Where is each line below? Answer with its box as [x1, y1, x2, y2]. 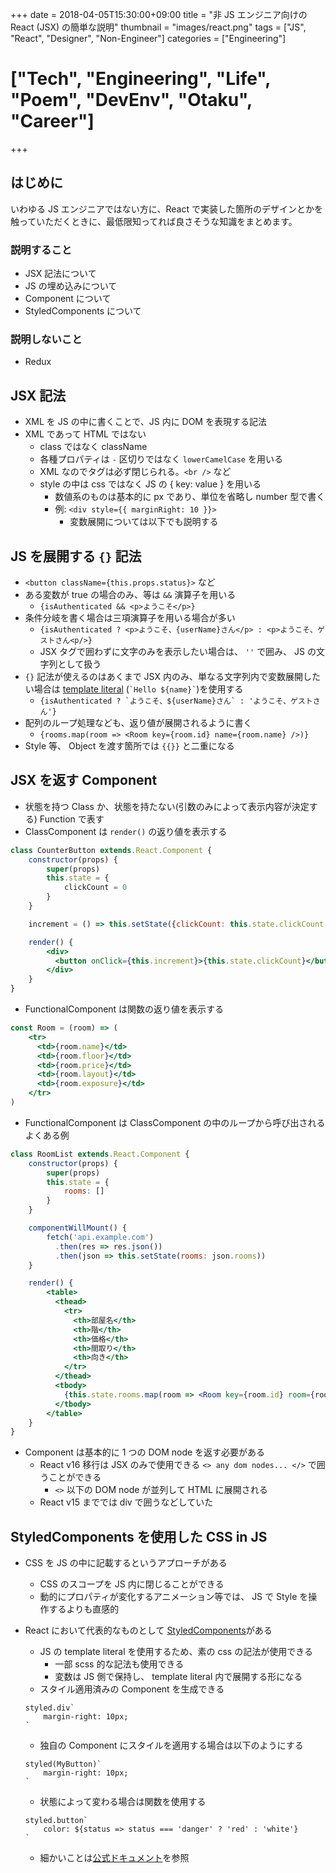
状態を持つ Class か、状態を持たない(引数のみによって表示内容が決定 [24, 800, 310, 812]
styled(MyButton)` [24, 1759, 102, 1770]
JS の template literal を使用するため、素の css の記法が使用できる [39, 1646, 313, 1658]
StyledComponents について [24, 305, 142, 317]
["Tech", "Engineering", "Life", [10, 68, 271, 90]
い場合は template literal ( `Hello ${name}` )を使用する [24, 683, 244, 695]
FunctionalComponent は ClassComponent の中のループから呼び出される [24, 1116, 326, 1128]
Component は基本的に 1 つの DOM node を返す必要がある [24, 1446, 266, 1458]
